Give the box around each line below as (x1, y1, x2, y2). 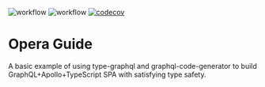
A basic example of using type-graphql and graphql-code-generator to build (8, 61, 257, 70)
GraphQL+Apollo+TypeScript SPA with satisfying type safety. (8, 70, 207, 79)
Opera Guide (8, 36, 93, 53)
